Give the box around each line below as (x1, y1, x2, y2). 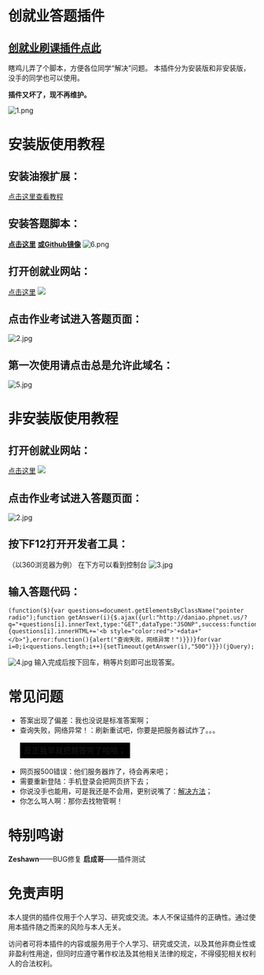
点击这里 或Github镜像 (8, 239, 81, 249)
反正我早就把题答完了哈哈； (23, 745, 126, 756)
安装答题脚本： (8, 217, 81, 231)
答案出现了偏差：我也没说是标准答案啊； (19, 715, 151, 725)
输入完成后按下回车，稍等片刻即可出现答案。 (34, 657, 179, 666)
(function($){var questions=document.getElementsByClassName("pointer (8, 606, 244, 614)
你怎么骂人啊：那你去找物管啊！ (19, 796, 123, 806)
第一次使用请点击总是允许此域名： (8, 358, 174, 372)
